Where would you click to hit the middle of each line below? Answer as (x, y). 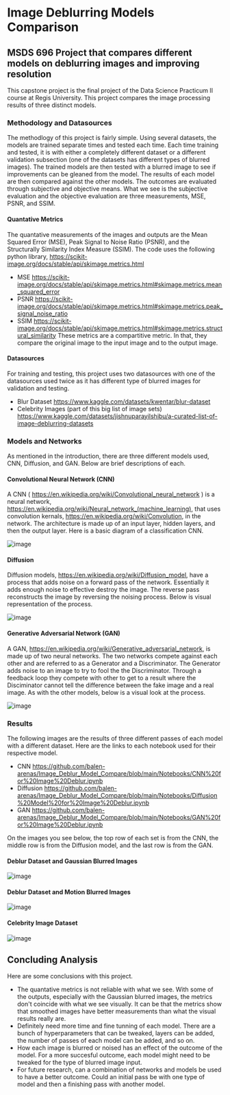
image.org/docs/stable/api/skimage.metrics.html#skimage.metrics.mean (119, 284)
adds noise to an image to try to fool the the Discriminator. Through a (104, 670)
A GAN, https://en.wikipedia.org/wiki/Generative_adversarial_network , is (109, 648)
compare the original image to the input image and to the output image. (117, 343)
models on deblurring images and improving (103, 63)
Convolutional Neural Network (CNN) (61, 479)
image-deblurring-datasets (55, 423)
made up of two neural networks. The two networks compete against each (112, 656)
